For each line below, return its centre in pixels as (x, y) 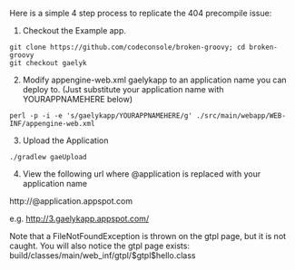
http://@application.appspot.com (71, 201)
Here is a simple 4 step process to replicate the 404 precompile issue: (141, 13)
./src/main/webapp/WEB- (241, 116)
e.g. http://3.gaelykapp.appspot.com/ (79, 218)
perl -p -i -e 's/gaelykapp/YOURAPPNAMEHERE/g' (101, 116)
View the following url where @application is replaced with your (142, 174)
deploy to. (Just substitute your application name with (123, 89)
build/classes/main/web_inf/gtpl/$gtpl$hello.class (103, 256)
